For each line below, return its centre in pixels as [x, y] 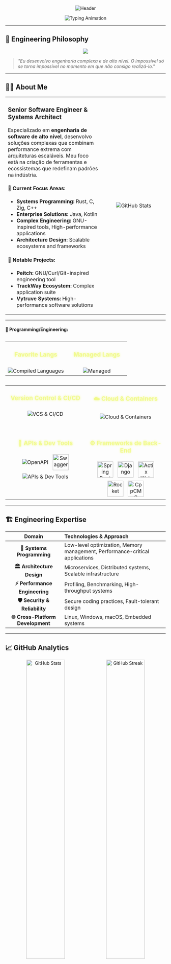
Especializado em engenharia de [48, 130]
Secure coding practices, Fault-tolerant [112, 601]
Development [34, 623]
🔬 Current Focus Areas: [37, 188]
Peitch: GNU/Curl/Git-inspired [53, 273]
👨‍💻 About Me [26, 87]
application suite [36, 293]
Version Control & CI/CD [45, 398]
